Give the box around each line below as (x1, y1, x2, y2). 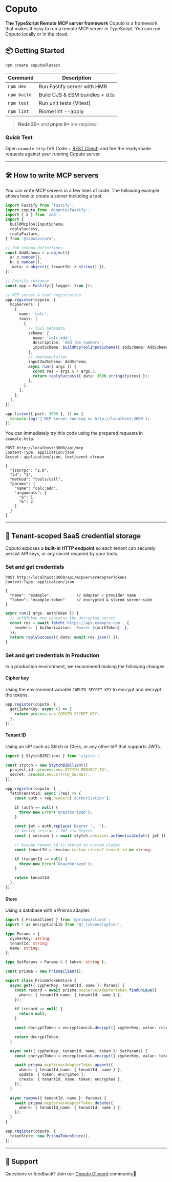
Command (8, 74, 34, 81)
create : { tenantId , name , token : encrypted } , (18, 1077, 123, 1082)
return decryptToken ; (14, 1034, 60, 1039)
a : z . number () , (10, 255, 42, 260)
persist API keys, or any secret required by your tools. (5, 551, 119, 557)
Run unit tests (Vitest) (38, 99, 91, 107)
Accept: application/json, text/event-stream (5, 454, 104, 459)
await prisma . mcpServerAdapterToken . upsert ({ (14, 1063, 114, 1068)
